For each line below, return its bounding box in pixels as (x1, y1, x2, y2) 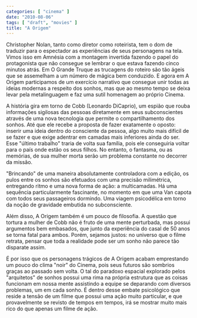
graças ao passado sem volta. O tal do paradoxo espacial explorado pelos (6, 268, 186, 275)
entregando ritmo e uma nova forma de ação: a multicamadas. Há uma (6, 183, 178, 190)
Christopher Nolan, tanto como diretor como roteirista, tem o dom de (6, 41, 173, 48)
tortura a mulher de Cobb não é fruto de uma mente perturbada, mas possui (6, 219, 191, 226)
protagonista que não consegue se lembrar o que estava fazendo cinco (6, 60, 179, 67)
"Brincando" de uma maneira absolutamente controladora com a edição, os (6, 170, 189, 177)
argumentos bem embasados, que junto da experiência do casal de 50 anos (6, 225, 190, 232)
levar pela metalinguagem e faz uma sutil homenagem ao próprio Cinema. (6, 91, 185, 98)
